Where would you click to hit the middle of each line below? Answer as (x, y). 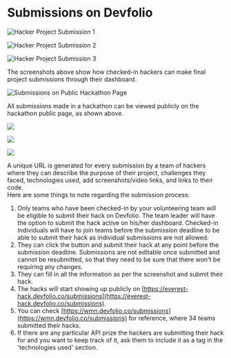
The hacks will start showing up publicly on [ (81, 288)
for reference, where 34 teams (172, 318)
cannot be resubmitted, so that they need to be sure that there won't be (119, 259)
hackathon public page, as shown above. (66, 113)
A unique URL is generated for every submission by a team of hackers (107, 165)
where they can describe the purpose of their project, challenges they (107, 172)
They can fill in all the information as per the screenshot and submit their (120, 274)
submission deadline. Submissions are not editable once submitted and (118, 252)
